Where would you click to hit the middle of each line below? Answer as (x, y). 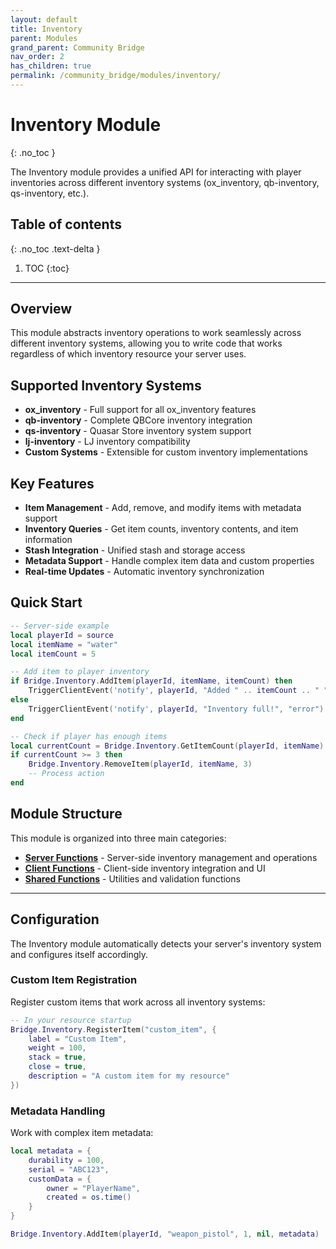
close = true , (57, 1067)
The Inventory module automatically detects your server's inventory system (166, 943)
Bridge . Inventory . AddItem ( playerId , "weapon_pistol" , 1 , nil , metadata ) (165, 1234)
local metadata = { (51, 1151)
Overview (41, 309)
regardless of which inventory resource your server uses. (128, 354)
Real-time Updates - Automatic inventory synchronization (144, 572)
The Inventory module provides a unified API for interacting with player (156, 172)
